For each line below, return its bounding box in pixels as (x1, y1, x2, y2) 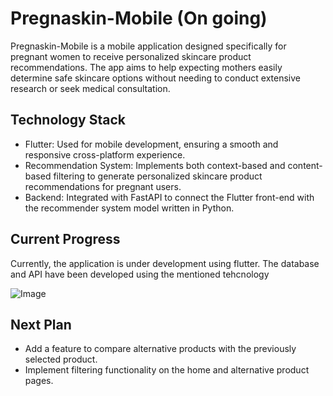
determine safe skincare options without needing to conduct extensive (10, 72, 302, 84)
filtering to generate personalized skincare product (53, 170, 263, 182)
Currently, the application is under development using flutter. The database (10, 257, 320, 269)
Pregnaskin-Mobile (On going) (10, 7, 268, 30)
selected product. (24, 353, 98, 366)
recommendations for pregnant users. (24, 180, 182, 192)
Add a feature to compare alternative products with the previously (24, 343, 297, 355)
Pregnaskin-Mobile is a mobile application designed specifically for (10, 40, 287, 52)
